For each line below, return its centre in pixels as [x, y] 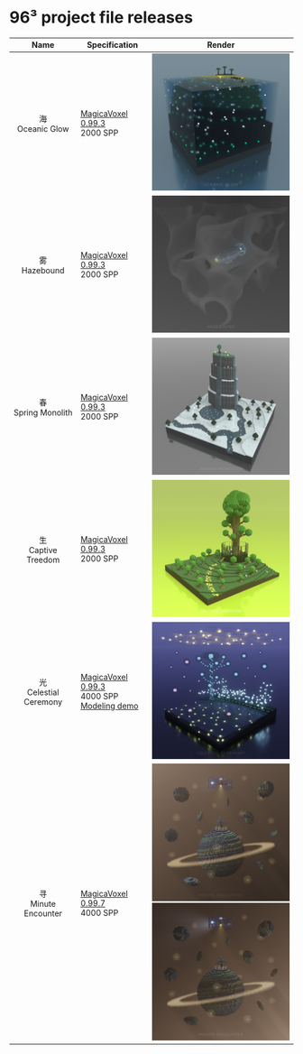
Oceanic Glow [43, 128]
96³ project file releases [101, 18]
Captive [43, 550]
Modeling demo [110, 706]
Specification [112, 45]
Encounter [43, 913]
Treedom [43, 559]
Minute [43, 904]
